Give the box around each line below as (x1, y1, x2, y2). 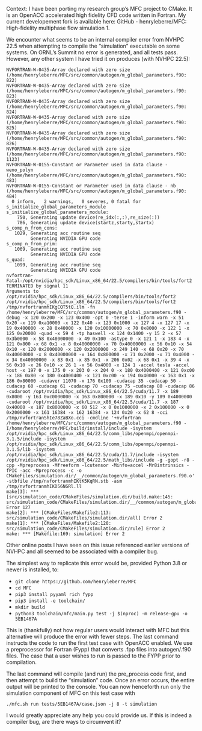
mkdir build (14, 604, 45, 610)
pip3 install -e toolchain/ (14, 598, 85, 604)
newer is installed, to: (6, 566, 59, 573)
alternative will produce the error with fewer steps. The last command (6, 633, 179, 640)
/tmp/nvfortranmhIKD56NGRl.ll (6, 483, 82, 489)
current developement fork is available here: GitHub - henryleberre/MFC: (6, 18, 187, 25)
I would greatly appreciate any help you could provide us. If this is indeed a (6, 712, 192, 719)
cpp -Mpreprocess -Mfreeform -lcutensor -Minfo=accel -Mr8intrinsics (6, 462, 185, 468)
